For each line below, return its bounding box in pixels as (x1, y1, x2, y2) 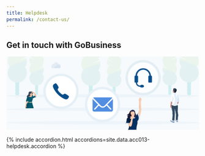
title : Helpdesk (6, 10, 48, 16)
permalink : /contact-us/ (6, 16, 70, 23)
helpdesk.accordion (6, 142, 57, 150)
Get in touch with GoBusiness (6, 40, 122, 50)
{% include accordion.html (6, 136, 73, 143)
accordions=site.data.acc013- (74, 136, 150, 143)
